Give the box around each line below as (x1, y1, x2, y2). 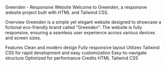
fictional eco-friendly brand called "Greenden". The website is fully (5, 24, 143, 30)
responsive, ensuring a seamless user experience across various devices (5, 30, 156, 35)
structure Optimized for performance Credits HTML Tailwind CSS (5, 55, 138, 61)
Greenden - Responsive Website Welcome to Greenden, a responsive (5, 4, 147, 10)
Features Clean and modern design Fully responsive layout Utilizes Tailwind (5, 45, 160, 50)
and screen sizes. (5, 35, 41, 41)
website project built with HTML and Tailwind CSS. (5, 9, 109, 15)
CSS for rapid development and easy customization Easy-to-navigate (5, 50, 147, 56)
